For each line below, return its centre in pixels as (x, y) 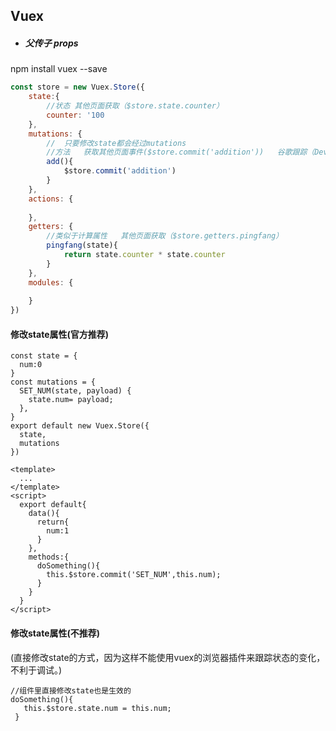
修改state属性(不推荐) (55, 633)
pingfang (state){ (82, 245)
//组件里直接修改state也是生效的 (71, 690)
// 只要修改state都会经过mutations (116, 143)
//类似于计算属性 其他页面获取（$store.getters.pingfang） (165, 236)
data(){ (44, 514)
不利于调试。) (36, 670)
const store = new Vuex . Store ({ (77, 87)
